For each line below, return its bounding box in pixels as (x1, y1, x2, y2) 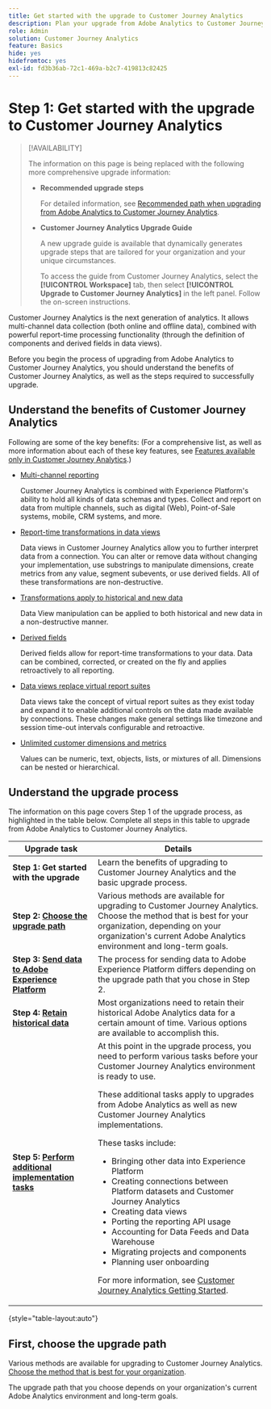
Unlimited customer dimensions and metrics (19, 738, 167, 748)
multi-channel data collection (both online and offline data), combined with (8, 321, 256, 331)
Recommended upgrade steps (40, 182, 144, 192)
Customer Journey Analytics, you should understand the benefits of (8, 363, 234, 372)
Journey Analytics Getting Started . (98, 1285, 228, 1296)
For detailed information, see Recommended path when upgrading (40, 199, 261, 208)
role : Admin (8, 27, 48, 35)
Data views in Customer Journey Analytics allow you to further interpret (19, 543, 259, 552)
